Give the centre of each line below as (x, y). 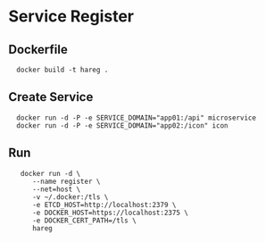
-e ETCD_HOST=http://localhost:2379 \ (104, 204)
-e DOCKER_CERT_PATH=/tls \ (84, 221)
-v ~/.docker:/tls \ (70, 197)
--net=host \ (56, 189)
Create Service (51, 97)
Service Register (71, 17)
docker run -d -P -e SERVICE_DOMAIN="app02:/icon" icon (122, 125)
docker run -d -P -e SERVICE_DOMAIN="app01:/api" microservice (136, 118)
